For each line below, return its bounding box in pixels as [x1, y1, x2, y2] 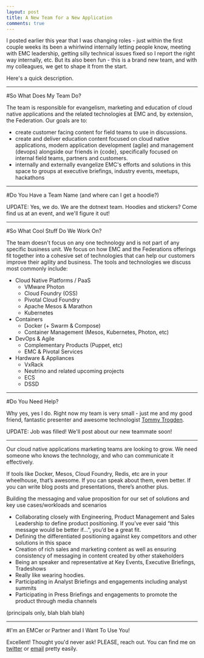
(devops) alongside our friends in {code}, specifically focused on [15, 148, 178, 155]
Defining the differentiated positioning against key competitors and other [15, 532, 197, 540]
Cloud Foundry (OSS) [24, 290, 78, 297]
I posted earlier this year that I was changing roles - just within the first [6, 37, 183, 44]
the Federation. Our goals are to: [6, 117, 88, 124]
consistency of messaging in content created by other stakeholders [15, 552, 184, 559]
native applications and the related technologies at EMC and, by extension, [6, 110, 194, 118]
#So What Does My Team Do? [6, 92, 82, 99]
